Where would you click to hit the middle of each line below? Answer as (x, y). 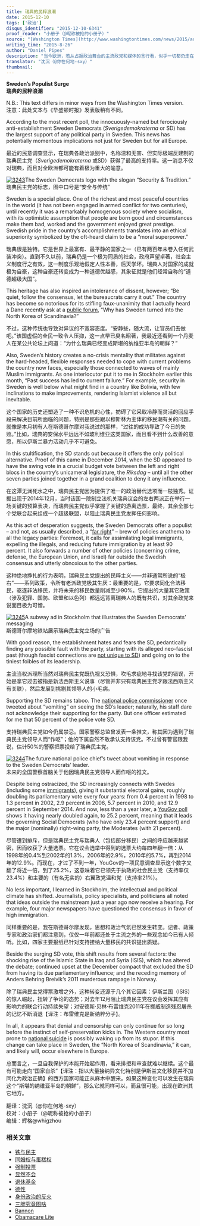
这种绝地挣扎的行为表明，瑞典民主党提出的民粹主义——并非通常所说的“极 (96, 576)
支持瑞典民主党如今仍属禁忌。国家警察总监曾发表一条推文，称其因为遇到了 (97, 732)
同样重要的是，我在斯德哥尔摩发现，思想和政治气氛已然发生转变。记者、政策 (100, 927)
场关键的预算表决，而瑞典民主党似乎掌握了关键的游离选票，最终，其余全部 (97, 506)
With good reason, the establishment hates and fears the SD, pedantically (96, 642)
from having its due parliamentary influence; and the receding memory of (96, 973)
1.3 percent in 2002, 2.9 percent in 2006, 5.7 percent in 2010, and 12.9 (92, 803)
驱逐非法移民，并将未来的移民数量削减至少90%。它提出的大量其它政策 (103, 591)
